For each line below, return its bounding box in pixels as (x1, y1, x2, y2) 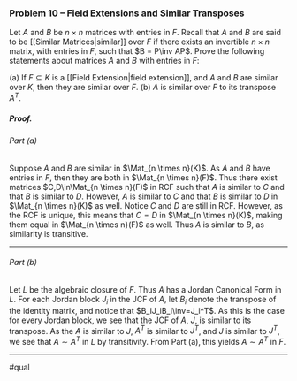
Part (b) (9, 257, 38, 268)
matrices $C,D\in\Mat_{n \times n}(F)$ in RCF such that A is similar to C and (9, 181, 285, 192)
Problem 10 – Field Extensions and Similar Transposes (9, 7, 245, 19)
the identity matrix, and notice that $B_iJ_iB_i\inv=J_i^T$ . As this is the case (9, 305, 286, 316)
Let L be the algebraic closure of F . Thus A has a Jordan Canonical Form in (9, 284, 282, 294)
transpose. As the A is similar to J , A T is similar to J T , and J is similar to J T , (9, 324, 280, 336)
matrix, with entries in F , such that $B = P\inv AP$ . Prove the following (9, 46, 265, 57)
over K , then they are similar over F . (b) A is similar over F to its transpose (9, 82, 277, 93)
